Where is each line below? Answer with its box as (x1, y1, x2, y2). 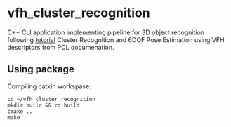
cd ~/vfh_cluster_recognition (7, 95, 96, 102)
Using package (7, 63, 75, 75)
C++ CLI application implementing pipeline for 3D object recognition (7, 28, 205, 36)
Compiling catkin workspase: (7, 82, 91, 91)
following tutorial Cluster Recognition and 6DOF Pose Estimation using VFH (7, 35, 225, 44)
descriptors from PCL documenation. (7, 43, 114, 51)
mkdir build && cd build (7, 102, 80, 109)
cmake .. (7, 107, 33, 115)
